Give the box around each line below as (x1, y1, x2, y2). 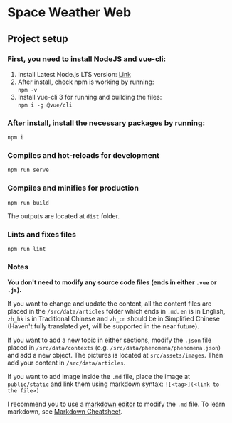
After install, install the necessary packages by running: (7, 118, 205, 128)
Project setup (7, 33, 69, 45)
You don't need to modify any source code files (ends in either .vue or (7, 278, 217, 287)
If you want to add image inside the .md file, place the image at (7, 373, 191, 381)
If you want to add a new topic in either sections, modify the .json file (7, 336, 212, 345)
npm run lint (7, 246, 46, 253)
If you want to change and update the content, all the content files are (7, 299, 212, 308)
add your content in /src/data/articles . (7, 358, 126, 367)
